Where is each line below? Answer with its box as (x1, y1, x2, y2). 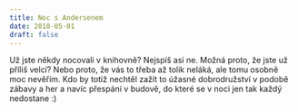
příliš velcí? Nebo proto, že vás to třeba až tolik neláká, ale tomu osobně (9, 64, 279, 75)
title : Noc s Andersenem (9, 13, 104, 23)
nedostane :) (9, 93, 57, 104)
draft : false (9, 30, 59, 39)
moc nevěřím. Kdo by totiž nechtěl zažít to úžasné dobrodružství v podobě (9, 74, 289, 85)
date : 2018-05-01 (9, 22, 75, 31)
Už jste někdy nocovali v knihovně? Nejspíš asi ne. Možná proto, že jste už (9, 55, 288, 66)
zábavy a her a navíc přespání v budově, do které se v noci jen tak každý (9, 83, 283, 95)
